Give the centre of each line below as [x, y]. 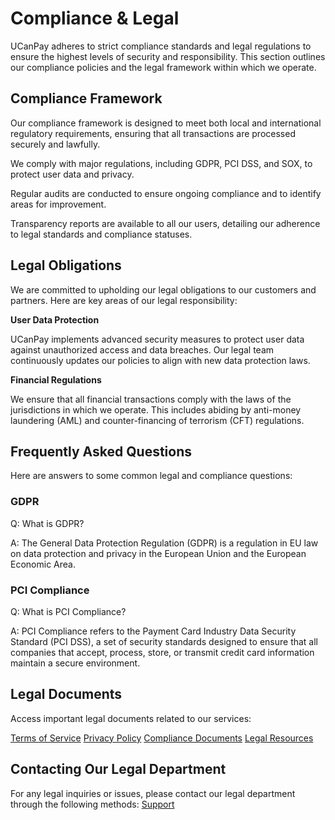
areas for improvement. [58, 204]
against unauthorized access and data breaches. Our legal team [142, 349]
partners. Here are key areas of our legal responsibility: [124, 300]
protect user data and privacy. [72, 174]
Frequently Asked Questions [101, 451]
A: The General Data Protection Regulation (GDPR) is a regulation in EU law [164, 543]
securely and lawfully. [55, 144]
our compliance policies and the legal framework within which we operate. [163, 67]
